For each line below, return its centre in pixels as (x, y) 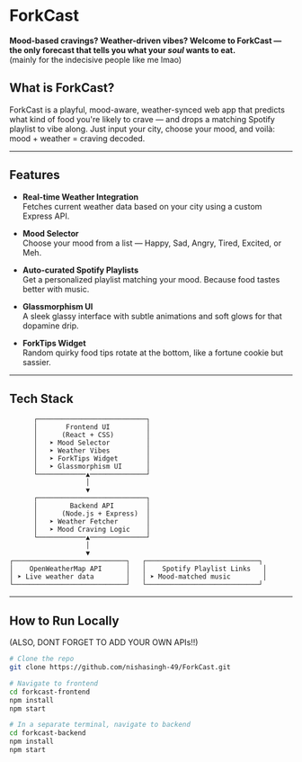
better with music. (56, 289)
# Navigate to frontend (54, 683)
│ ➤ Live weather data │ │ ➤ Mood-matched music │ (138, 577)
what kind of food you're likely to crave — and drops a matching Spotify (142, 119)
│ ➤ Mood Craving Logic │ (92, 530)
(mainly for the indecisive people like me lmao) (96, 59)
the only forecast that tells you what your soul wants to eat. (123, 49)
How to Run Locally (64, 620)
